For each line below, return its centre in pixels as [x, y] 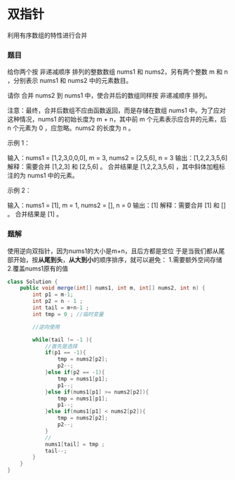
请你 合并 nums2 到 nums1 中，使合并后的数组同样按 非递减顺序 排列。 [109, 96]
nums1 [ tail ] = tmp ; [75, 444]
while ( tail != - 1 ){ [62, 339]
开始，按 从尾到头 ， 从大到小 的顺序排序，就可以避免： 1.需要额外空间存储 [117, 259]
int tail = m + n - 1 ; [61, 308]
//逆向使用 [46, 327]
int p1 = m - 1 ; [53, 295]
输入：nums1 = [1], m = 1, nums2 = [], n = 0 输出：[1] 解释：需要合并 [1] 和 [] [116, 205]
